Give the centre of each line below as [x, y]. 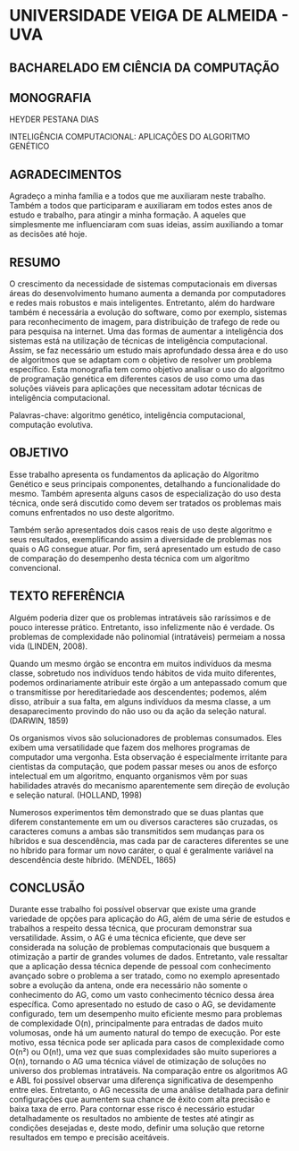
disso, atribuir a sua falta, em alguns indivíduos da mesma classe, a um [140, 701]
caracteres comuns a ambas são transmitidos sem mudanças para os [137, 831]
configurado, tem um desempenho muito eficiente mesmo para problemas [146, 1014]
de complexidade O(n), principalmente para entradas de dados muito [136, 1023]
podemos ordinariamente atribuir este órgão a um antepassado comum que [148, 682]
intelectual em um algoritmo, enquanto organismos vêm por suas [129, 776]
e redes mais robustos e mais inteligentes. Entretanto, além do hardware [142, 303]
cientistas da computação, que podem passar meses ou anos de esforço [143, 766]
